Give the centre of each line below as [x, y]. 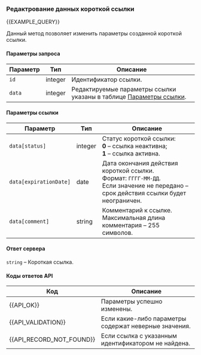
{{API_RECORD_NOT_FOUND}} [52, 339]
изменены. [117, 309]
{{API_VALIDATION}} [37, 323]
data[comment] [29, 221]
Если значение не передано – [145, 185]
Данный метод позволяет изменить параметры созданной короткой [94, 33]
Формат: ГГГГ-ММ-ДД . [131, 178]
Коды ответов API [30, 276]
